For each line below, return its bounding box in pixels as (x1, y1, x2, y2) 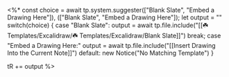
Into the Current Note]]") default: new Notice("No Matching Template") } (7, 49, 214, 57)
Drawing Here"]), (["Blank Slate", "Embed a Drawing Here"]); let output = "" (7, 13, 222, 22)
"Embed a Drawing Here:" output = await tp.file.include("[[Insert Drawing (7, 42, 217, 49)
